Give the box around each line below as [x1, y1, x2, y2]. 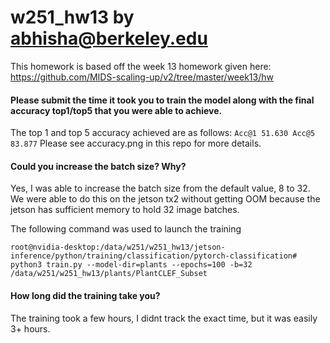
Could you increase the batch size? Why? [10, 160, 187, 172]
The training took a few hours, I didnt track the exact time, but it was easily [10, 312, 318, 324]
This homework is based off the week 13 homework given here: [10, 60, 272, 72]
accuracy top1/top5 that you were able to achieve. [10, 104, 223, 116]
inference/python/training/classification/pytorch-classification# [10, 251, 298, 261]
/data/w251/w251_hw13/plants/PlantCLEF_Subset [10, 269, 208, 279]
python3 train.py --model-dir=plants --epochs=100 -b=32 [10, 260, 253, 270]
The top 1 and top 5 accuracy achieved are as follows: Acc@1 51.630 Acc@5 [10, 127, 316, 139]
